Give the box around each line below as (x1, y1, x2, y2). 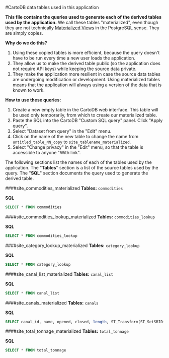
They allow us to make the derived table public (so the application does (12, 61, 161, 66)
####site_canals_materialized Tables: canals (5, 300, 99, 306)
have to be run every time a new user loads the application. (12, 55, 136, 61)
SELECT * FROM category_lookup (5, 262, 71, 267)
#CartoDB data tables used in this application (5, 5, 99, 10)
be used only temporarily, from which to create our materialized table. (12, 112, 157, 118)
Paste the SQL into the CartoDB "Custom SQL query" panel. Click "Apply (12, 117, 163, 123)
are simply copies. (5, 30, 43, 36)
